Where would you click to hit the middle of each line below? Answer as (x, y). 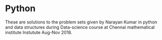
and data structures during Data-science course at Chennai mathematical (80, 27)
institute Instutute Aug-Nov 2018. (39, 32)
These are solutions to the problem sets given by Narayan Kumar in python (81, 22)
